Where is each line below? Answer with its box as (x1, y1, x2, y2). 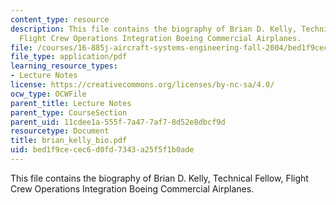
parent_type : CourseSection (10, 107, 128, 118)
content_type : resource (10, 14, 110, 25)
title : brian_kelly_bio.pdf (10, 136, 128, 146)
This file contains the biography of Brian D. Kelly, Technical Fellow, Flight (10, 172, 309, 184)
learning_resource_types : (10, 61, 118, 71)
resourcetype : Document (10, 126, 110, 136)
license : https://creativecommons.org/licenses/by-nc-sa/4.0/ (10, 80, 275, 90)
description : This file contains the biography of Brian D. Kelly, (10, 24, 298, 34)
